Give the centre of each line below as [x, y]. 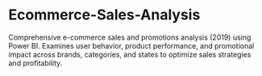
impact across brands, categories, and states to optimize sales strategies [130, 54]
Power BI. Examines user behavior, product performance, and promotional [131, 45]
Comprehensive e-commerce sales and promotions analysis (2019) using [130, 37]
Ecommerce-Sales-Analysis [104, 15]
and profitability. [35, 63]
